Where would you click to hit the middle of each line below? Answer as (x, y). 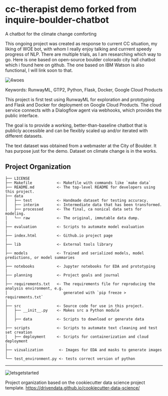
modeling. (15, 214)
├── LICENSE (17, 178)
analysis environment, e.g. (34, 288)
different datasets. (24, 136)
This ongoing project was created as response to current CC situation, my (81, 43)
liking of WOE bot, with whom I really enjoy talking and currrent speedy (78, 49)
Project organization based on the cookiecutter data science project (75, 382)
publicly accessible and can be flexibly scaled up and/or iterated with (77, 130)
